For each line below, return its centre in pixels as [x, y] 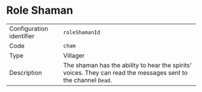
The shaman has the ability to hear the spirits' [127, 65]
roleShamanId [81, 32]
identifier [22, 36]
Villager [74, 56]
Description [26, 72]
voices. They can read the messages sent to [125, 72]
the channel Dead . [87, 80]
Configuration [29, 29]
